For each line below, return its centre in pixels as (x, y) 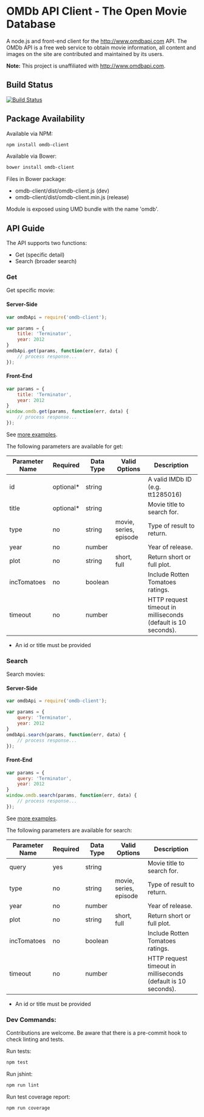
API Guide (25, 228)
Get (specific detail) (40, 255)
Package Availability (46, 119)
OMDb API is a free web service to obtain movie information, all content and (101, 48)
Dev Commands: (31, 1019)
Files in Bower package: (36, 179)
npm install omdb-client (38, 144)
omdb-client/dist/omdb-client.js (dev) (62, 191)
